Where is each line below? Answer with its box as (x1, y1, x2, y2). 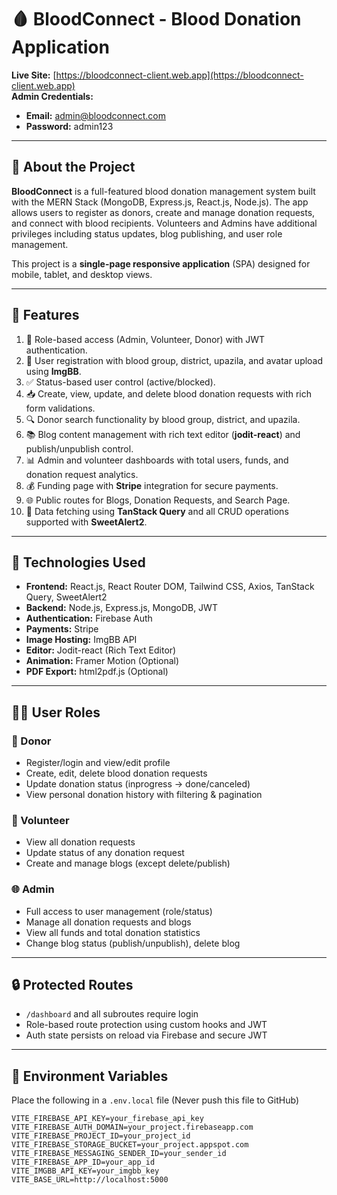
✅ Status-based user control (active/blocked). (25, 376, 216, 388)
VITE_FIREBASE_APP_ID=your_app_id (11, 1157, 156, 1168)
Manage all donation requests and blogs (25, 916, 192, 928)
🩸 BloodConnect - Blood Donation (11, 8, 302, 31)
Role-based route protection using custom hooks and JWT (25, 1019, 268, 1031)
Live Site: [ (11, 69, 57, 81)
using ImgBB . (25, 365, 82, 377)
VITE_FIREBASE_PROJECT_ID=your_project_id (11, 1131, 191, 1141)
